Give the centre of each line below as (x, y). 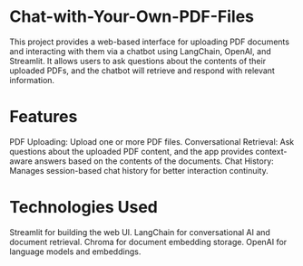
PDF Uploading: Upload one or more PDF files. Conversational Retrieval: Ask (152, 141)
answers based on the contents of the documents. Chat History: (154, 161)
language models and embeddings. (75, 252)
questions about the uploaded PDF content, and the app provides (132, 151)
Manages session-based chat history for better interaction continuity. (139, 170)
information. (32, 80)
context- (271, 151)
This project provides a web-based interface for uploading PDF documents (150, 42)
